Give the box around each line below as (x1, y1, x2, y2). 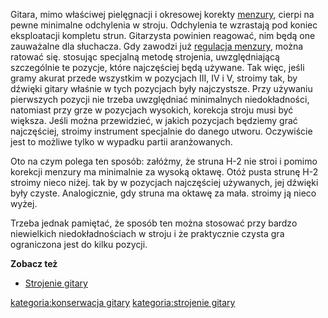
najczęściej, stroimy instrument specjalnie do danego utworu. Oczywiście (10, 125, 313, 137)
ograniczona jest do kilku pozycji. (10, 239, 148, 250)
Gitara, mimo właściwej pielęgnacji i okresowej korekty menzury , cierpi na (10, 9, 315, 20)
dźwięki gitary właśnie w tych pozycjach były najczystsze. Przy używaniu (10, 83, 313, 94)
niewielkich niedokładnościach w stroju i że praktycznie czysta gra (10, 228, 285, 239)
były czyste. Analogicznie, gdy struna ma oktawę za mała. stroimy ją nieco (10, 187, 317, 199)
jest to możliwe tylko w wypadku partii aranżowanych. (10, 136, 233, 148)
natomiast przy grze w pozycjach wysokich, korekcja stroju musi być (10, 104, 294, 116)
